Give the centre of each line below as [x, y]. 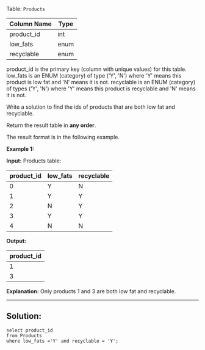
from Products [24, 335]
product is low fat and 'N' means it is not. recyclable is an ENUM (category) [101, 82]
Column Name [31, 24]
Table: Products [26, 9]
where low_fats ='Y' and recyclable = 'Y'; [63, 341]
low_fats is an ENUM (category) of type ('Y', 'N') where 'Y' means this [94, 75]
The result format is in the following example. [63, 137]
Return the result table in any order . [51, 125]
